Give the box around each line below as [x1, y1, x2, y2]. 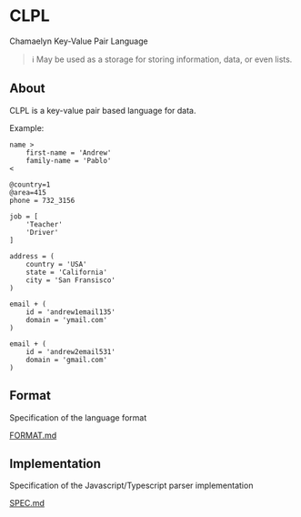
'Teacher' [25, 219, 64, 228]
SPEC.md [9, 498, 45, 509]
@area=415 [9, 188, 47, 197]
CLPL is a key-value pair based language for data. [9, 105, 196, 116]
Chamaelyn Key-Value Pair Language [9, 35, 148, 46]
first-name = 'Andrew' [25, 147, 112, 157]
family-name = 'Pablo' [25, 156, 112, 165]
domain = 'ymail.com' [25, 315, 107, 324]
